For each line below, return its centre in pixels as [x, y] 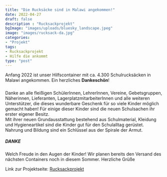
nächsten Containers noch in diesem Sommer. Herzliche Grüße [70, 159]
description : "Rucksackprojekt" [40, 24]
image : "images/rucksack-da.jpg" [40, 33]
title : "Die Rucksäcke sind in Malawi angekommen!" [60, 10]
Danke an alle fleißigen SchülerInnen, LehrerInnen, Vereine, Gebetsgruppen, [84, 93]
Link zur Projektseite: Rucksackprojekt [44, 169]
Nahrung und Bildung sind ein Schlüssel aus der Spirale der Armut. [74, 130]
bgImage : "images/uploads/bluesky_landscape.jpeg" [59, 28]
